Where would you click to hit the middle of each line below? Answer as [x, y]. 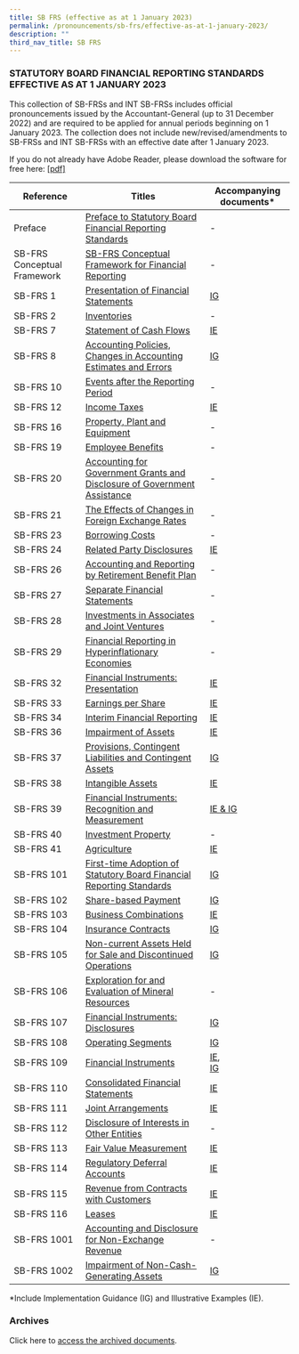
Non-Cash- [172, 1265]
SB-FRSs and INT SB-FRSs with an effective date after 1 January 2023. [139, 142]
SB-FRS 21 [38, 515]
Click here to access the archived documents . [93, 1340]
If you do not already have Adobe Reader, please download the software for [148, 159]
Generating [109, 1276]
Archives [29, 1321]
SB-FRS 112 [41, 1128]
